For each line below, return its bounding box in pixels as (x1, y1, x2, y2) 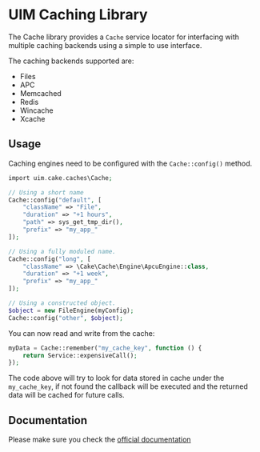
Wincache (19, 106, 54, 115)
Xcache (19, 114, 46, 123)
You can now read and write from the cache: (8, 328, 155, 338)
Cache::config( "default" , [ (8, 196, 102, 204)
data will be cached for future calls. (8, 390, 126, 400)
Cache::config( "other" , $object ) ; (8, 314, 124, 322)
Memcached (19, 88, 62, 98)
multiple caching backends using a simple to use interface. (8, 40, 202, 50)
